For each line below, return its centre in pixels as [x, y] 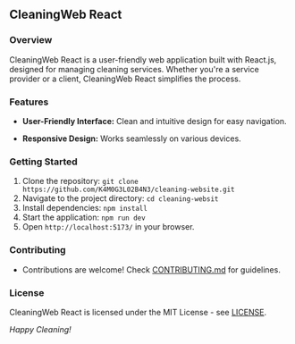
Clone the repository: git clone [80, 181]
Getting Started [43, 162]
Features [29, 102]
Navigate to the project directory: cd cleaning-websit [120, 198]
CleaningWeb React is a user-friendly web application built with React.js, [143, 59]
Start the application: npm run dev [84, 217]
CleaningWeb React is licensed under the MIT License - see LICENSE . [138, 312]
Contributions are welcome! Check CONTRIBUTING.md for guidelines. [152, 269]
